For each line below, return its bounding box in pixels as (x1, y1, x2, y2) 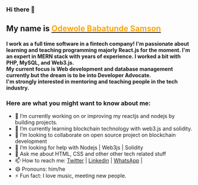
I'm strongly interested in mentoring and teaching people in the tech (6, 78, 178, 85)
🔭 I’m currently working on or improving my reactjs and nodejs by (14, 113, 175, 120)
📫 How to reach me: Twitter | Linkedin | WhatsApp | (14, 157, 143, 164)
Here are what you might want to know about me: (6, 99, 151, 107)
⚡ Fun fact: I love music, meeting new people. (14, 172, 127, 180)
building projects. (14, 119, 58, 126)
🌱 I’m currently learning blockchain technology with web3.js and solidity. (14, 125, 192, 132)
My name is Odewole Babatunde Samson (6, 24, 162, 34)
